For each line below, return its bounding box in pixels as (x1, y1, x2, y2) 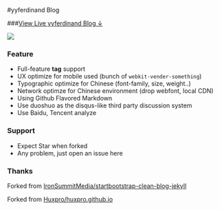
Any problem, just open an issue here (16, 149, 123, 157)
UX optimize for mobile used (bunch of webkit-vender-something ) (16, 72, 202, 81)
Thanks (7, 166, 33, 176)
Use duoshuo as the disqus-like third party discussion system (16, 101, 192, 109)
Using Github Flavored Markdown (16, 94, 113, 103)
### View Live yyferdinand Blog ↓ (7, 19, 103, 27)
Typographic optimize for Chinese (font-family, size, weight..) (16, 79, 191, 88)
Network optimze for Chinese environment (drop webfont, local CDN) (16, 87, 214, 95)
